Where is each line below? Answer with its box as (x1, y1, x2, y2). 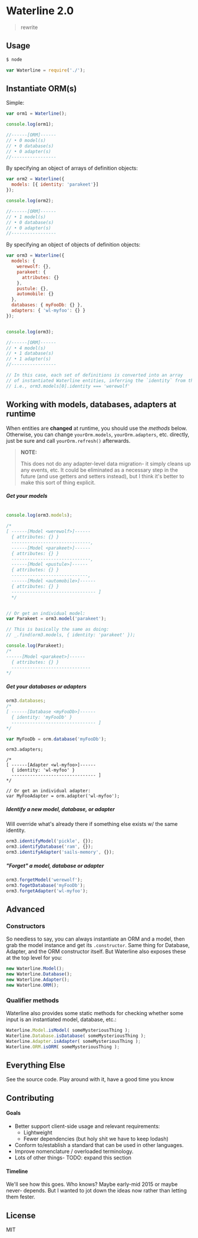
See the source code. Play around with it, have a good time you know (6, 1076, 174, 1083)
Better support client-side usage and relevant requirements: (14, 1123, 160, 1130)
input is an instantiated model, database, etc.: (6, 1016, 117, 1023)
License (6, 1210, 36, 1220)
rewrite (20, 24, 38, 31)
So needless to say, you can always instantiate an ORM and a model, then (6, 935, 185, 942)
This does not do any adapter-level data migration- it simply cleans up (20, 460, 192, 467)
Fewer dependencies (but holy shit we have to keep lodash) (23, 1135, 169, 1142)
